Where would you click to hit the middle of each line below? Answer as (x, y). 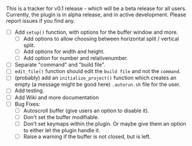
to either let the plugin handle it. (62, 130)
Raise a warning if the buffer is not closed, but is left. (87, 136)
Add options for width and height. (64, 51)
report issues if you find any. (41, 21)
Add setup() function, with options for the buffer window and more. (96, 32)
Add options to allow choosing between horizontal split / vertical (101, 39)
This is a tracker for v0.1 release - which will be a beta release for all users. (96, 8)
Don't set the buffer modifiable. (61, 117)
